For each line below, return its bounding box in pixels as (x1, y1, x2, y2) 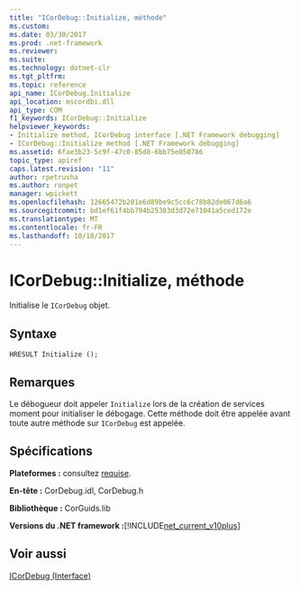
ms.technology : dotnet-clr (9, 64, 111, 73)
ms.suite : (9, 55, 47, 64)
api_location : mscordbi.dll (9, 97, 115, 106)
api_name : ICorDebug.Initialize (9, 88, 131, 97)
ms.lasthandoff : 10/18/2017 (9, 231, 115, 240)
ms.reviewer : (9, 47, 59, 56)
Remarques (9, 374, 76, 390)
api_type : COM (9, 106, 63, 115)
